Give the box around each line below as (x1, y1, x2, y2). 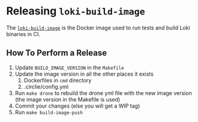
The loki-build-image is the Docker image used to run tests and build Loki (6, 24, 190, 31)
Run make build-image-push (14, 108, 83, 115)
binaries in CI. (6, 30, 41, 37)
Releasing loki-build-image (6, 4, 145, 18)
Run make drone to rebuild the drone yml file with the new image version (14, 89, 192, 97)
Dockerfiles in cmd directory (23, 76, 92, 84)
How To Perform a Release (6, 48, 107, 58)
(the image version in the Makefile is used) (14, 96, 121, 103)
